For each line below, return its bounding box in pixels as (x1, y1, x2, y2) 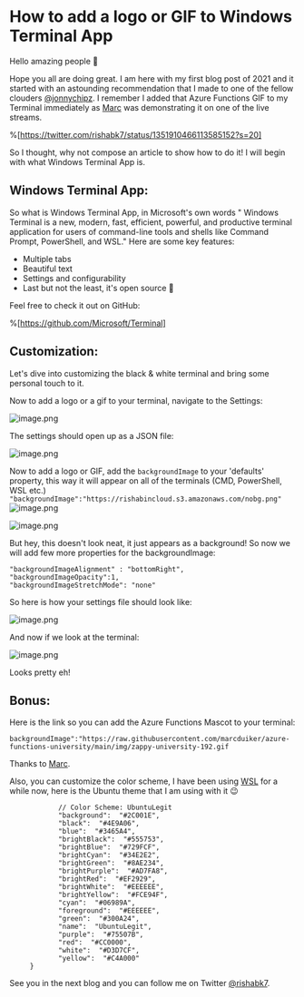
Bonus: (9, 692, 51, 709)
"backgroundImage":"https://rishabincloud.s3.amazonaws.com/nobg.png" (9, 494, 282, 503)
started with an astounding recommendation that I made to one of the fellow (9, 83, 294, 93)
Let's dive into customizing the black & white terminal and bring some (9, 367, 270, 378)
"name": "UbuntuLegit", (57, 923, 152, 932)
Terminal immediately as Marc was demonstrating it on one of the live (9, 102, 270, 112)
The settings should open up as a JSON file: (9, 430, 174, 441)
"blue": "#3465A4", (57, 827, 136, 836)
